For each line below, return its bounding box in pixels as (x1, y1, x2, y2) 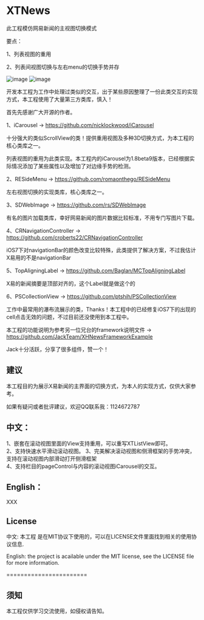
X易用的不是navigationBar (6, 253, 72, 261)
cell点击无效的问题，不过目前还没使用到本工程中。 (6, 313, 132, 320)
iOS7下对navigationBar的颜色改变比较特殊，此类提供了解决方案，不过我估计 (6, 246, 196, 253)
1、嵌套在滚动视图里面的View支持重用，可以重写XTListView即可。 (6, 439, 171, 447)
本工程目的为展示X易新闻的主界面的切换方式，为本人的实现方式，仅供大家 (6, 382, 191, 390)
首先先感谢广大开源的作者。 (6, 108, 76, 115)
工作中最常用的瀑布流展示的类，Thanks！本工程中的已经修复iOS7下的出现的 (6, 305, 196, 313)
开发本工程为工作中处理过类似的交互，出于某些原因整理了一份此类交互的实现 (6, 88, 198, 95)
